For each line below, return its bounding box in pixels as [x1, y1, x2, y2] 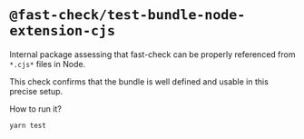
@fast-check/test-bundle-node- [9, 6, 246, 24]
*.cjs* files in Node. [9, 58, 86, 69]
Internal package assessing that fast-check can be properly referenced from [9, 48, 296, 60]
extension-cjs [9, 23, 116, 40]
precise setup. [9, 85, 64, 96]
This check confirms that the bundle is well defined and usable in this [9, 75, 270, 87]
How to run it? [9, 103, 62, 114]
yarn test [9, 121, 47, 130]
